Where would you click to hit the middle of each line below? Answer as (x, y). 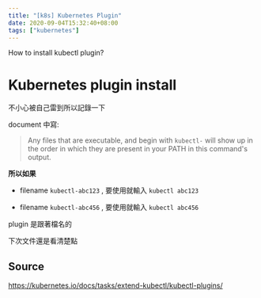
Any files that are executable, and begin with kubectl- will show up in (140, 140)
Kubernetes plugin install (93, 85)
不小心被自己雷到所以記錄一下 (57, 108)
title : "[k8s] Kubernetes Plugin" (65, 15)
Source (26, 266)
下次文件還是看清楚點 (43, 241)
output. (39, 157)
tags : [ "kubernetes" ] (44, 30)
